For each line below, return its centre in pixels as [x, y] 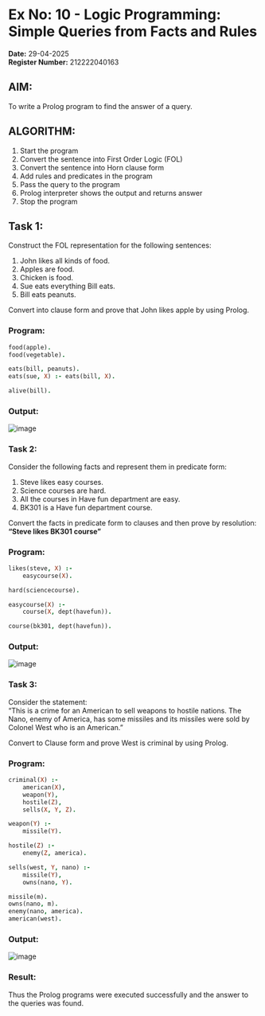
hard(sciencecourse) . [44, 590]
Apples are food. [47, 269]
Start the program [49, 150]
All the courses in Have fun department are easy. [100, 498]
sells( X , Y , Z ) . [50, 810]
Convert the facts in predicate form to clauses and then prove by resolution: [132, 522]
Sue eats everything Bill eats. [67, 286]
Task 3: [23, 685]
